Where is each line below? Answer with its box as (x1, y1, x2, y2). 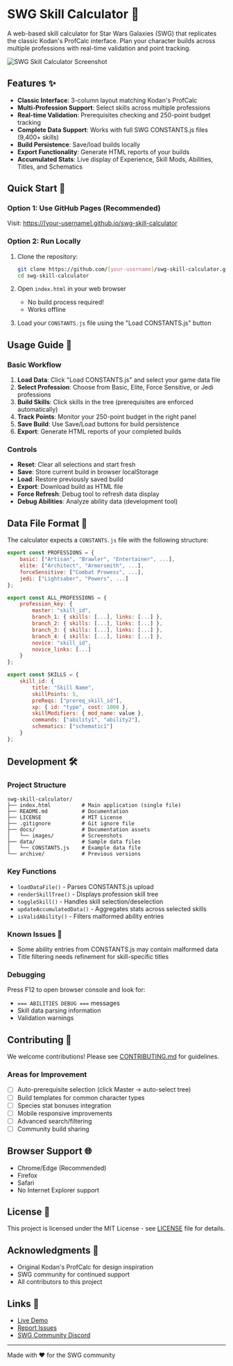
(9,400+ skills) (17, 133, 59, 141)
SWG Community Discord (17, 1331, 91, 1340)
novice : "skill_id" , (32, 639, 92, 647)
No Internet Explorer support (17, 1185, 99, 1194)
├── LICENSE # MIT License (7, 814, 123, 822)
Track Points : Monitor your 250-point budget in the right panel (17, 413, 196, 421)
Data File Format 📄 (7, 517, 88, 529)
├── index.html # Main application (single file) (7, 802, 182, 809)
